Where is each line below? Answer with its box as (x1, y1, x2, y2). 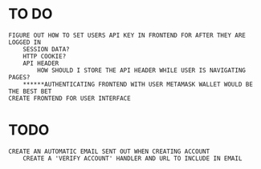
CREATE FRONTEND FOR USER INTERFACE (8, 94, 131, 103)
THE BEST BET (8, 87, 52, 95)
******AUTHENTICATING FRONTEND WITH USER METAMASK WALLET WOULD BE (22, 80, 253, 88)
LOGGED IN (8, 38, 42, 46)
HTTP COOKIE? (22, 52, 67, 60)
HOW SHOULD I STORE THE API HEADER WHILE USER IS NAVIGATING (37, 66, 247, 74)
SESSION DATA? (22, 45, 70, 53)
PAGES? (8, 73, 31, 81)
